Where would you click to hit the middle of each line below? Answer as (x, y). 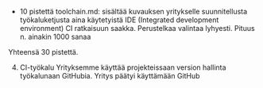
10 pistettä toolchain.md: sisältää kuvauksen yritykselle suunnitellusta (133, 11)
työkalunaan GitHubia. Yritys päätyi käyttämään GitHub (110, 76)
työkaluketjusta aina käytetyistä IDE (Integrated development (119, 20)
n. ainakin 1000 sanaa (55, 36)
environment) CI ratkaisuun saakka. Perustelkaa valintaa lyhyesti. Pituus (137, 28)
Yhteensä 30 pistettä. (43, 52)
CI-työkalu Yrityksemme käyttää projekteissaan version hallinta (123, 67)
